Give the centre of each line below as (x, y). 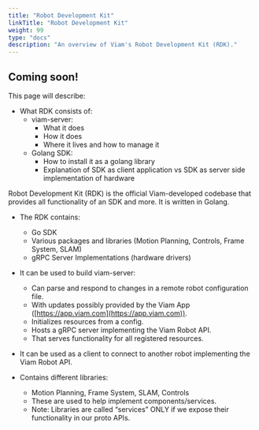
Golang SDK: (52, 153)
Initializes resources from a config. (87, 321)
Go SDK (44, 232)
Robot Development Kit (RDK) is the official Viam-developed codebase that (130, 193)
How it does (63, 136)
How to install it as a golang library (99, 161)
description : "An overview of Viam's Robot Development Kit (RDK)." (123, 45)
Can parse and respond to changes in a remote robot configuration (140, 288)
